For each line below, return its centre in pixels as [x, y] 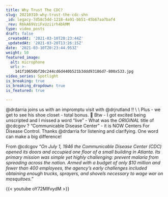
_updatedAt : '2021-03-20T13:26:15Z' [45, 43]
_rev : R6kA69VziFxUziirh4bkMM [38, 24]
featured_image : [23, 57]
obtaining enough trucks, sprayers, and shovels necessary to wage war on [85, 173]
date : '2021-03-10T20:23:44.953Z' [43, 48]
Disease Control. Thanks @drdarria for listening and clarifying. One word [82, 131]
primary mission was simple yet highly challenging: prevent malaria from [82, 157]
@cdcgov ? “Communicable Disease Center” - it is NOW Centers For [78, 126]
